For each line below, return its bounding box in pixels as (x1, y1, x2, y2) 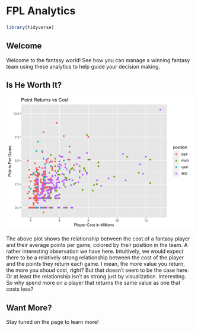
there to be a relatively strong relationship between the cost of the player (6, 254, 184, 261)
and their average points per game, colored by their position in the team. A (6, 242, 188, 249)
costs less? (6, 285, 34, 293)
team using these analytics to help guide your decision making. (6, 63, 161, 70)
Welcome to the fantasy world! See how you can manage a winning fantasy (6, 56, 190, 63)
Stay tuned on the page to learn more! (6, 319, 99, 326)
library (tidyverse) (6, 24, 55, 30)
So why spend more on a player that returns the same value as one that (6, 279, 181, 287)
